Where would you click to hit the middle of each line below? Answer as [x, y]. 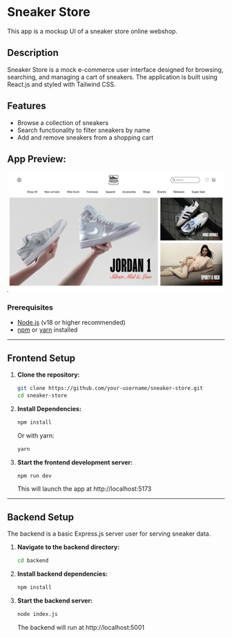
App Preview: [37, 159]
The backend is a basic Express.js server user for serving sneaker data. [109, 534]
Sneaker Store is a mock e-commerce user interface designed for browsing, [115, 69]
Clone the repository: [48, 375]
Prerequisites [30, 307]
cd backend [33, 561]
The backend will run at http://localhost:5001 [81, 627]
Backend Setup [41, 517]
